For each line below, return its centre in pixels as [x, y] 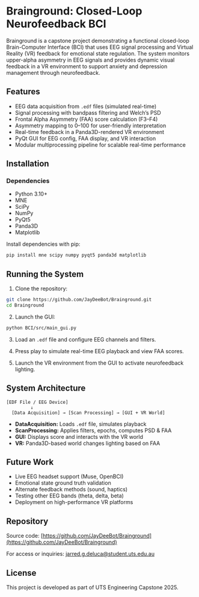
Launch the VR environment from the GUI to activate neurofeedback [99, 363]
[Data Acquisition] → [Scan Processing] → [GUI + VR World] [88, 413]
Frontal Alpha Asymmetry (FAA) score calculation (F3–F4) [86, 119]
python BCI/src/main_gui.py [41, 328]
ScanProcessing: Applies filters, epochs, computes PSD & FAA [93, 430]
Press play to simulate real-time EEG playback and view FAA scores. [99, 351]
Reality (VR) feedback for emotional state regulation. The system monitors [98, 53]
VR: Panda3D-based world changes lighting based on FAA [87, 443]
